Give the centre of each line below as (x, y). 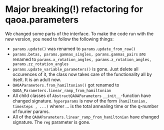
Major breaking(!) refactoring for (74, 9)
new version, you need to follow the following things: (59, 39)
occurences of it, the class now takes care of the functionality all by (82, 74)
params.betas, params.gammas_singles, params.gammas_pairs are (79, 54)
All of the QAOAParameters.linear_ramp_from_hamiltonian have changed (85, 116)
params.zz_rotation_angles (40, 64)
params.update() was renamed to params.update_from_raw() (74, 48)
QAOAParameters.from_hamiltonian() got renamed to (66, 85)
